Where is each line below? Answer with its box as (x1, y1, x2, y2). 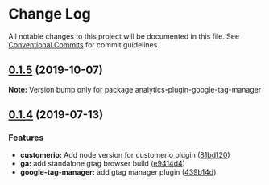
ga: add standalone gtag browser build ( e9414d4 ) (19, 158, 185, 169)
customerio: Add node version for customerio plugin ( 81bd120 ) (19, 150, 231, 160)
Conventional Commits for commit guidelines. (8, 39, 159, 49)
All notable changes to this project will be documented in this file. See (8, 31, 240, 41)
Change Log (8, 5, 91, 23)
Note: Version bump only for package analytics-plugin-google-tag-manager (8, 84, 262, 94)
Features (8, 132, 44, 143)
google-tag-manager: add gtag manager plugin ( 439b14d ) (19, 167, 217, 177)
